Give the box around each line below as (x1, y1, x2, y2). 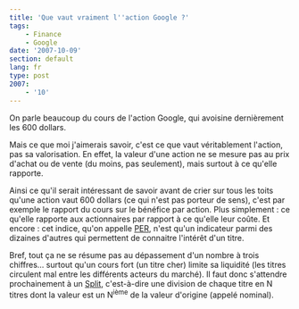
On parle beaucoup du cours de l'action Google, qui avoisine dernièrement (9, 113, 284, 123)
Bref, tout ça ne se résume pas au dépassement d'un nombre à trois (9, 249, 260, 260)
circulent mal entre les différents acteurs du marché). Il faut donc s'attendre (9, 269, 287, 280)
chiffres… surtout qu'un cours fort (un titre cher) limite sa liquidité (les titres (9, 259, 287, 270)
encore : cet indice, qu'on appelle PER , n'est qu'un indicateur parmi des (9, 222, 273, 233)
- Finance (25, 29, 62, 38)
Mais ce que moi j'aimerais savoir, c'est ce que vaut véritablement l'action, (9, 139, 284, 150)
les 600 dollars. (9, 121, 67, 132)
